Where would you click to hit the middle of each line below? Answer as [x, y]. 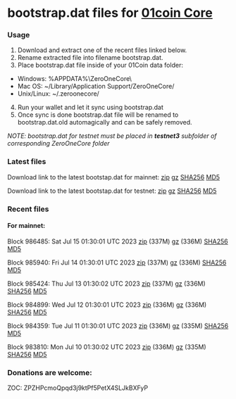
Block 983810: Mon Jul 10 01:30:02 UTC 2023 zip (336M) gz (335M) [107, 347]
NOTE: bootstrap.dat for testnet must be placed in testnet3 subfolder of [112, 136]
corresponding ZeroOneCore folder [58, 144]
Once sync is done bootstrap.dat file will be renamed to [98, 115]
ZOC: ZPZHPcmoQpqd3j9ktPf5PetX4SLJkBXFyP [78, 388]
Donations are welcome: [50, 372]
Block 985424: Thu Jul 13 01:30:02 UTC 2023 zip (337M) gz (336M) [106, 284]
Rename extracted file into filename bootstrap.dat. [90, 58]
